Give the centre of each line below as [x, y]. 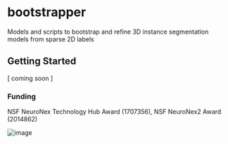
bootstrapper [47, 12]
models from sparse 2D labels [51, 39]
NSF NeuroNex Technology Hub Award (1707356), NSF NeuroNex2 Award [114, 112]
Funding [22, 96]
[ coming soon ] [30, 78]
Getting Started [42, 61]
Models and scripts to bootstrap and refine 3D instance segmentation [108, 32]
